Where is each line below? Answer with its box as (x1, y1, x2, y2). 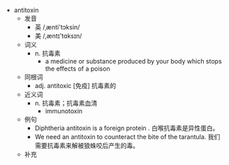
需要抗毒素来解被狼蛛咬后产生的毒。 (34, 141, 140, 150)
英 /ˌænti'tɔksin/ (34, 23, 80, 31)
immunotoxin (45, 107, 82, 115)
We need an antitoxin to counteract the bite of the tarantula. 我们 (34, 133, 221, 141)
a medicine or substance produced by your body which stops (45, 57, 222, 65)
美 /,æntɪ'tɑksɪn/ (34, 31, 82, 40)
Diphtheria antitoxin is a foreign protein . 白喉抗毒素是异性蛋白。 (34, 124, 219, 132)
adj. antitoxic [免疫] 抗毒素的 (34, 82, 117, 89)
